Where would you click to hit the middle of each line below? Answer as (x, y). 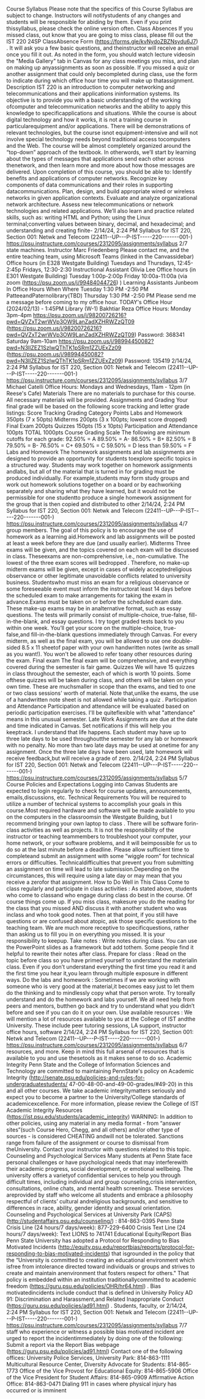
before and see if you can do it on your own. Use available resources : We (99, 1012)
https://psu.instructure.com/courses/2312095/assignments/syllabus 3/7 (97, 380)
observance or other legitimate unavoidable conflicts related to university (99, 576)
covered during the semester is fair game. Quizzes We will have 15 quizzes (100, 667)
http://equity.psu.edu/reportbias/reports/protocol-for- (127, 1247)
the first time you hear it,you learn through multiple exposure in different (97, 973)
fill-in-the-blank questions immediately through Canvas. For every (114, 634)
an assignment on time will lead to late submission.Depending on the (93, 869)
